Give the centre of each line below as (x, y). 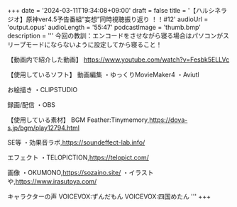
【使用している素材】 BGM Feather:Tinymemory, (78, 120)
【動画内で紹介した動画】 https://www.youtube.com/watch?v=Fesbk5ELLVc (118, 60)
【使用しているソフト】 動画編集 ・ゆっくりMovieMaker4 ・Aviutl (104, 74)
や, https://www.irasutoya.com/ (52, 181)
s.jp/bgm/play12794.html (44, 128)
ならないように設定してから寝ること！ (106, 44)
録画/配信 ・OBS (31, 105)
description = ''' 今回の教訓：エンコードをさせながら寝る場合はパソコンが (115, 35)
